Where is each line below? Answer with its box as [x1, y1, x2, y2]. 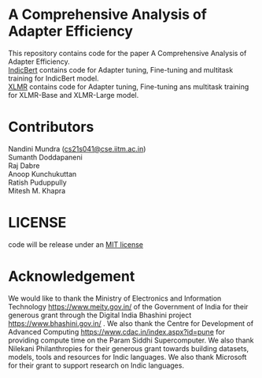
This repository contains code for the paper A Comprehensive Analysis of [8, 48, 247, 58]
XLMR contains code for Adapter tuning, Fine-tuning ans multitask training [8, 81, 249, 92]
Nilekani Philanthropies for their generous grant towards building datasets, [8, 343, 249, 353]
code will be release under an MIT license [8, 239, 144, 249]
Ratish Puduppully [8, 178, 67, 187]
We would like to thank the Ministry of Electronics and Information [8, 294, 222, 303]
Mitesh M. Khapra [8, 185, 66, 195]
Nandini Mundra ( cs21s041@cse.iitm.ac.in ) [8, 144, 146, 153]
